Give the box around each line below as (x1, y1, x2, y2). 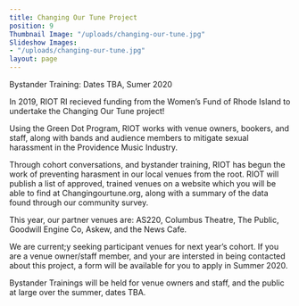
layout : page (9, 54, 58, 63)
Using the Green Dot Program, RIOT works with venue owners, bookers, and (9, 123, 290, 134)
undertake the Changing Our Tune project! (9, 106, 165, 116)
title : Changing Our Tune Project (9, 12, 138, 22)
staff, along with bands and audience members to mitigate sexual (9, 133, 249, 143)
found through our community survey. (9, 197, 149, 208)
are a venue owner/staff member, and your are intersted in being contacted (9, 251, 286, 261)
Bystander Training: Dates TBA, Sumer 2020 (9, 79, 172, 89)
